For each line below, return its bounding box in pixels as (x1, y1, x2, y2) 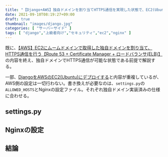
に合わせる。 (5, 93, 31, 99)
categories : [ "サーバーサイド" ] (5, 26, 71, 31)
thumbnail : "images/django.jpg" (5, 21, 72, 26)
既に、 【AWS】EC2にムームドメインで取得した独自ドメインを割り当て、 (5, 45, 152, 50)
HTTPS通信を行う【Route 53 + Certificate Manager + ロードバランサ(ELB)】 (5, 51, 162, 57)
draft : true (5, 16, 30, 21)
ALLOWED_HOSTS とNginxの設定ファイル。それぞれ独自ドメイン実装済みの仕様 (5, 87, 160, 92)
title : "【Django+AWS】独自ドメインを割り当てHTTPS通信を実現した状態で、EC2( (5, 7, 155, 12)
